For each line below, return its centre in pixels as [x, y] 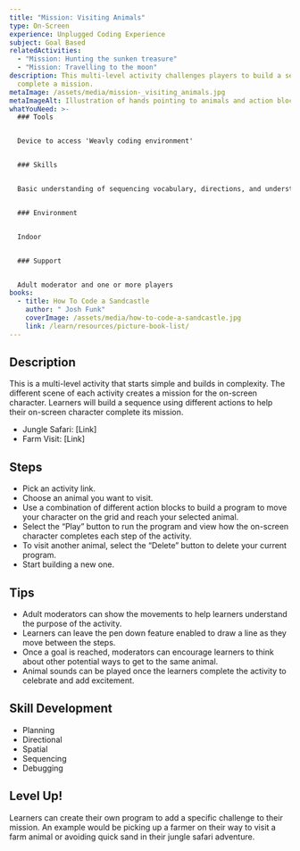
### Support [40, 261]
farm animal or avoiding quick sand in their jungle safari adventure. [132, 837]
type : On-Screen [39, 26]
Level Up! [36, 796]
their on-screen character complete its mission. [96, 413]
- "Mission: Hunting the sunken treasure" [97, 59]
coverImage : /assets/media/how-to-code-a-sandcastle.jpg [133, 318]
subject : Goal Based [48, 42]
